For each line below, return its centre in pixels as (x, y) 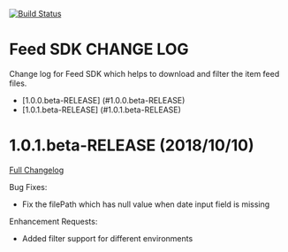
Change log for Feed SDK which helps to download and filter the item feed (144, 73)
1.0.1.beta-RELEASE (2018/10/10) (132, 145)
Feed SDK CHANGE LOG (99, 50)
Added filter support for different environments (107, 238)
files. (18, 83)
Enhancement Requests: (53, 221)
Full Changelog (37, 170)
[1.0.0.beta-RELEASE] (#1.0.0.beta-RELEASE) (103, 100)
